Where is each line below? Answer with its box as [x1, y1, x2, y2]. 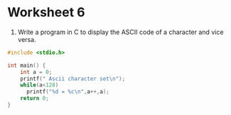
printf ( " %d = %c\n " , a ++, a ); [26, 88, 110, 96]
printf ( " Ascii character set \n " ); [20, 75, 126, 82]
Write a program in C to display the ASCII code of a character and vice [17, 28, 224, 36]
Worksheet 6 [7, 4, 85, 21]
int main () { [7, 62, 46, 69]
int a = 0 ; [20, 68, 53, 75]
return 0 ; [20, 95, 50, 102]
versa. [17, 35, 37, 43]
